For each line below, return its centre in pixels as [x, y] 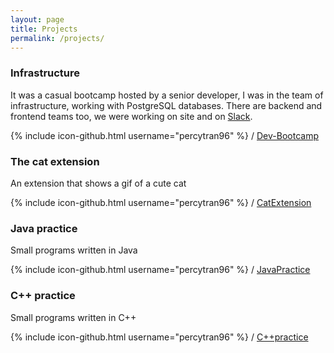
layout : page [37, 19]
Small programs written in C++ [73, 317]
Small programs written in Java [74, 250]
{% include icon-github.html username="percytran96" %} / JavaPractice [160, 270]
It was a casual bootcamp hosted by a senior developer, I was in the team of [167, 95]
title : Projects [44, 29]
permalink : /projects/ [57, 38]
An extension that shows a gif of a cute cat [98, 183]
